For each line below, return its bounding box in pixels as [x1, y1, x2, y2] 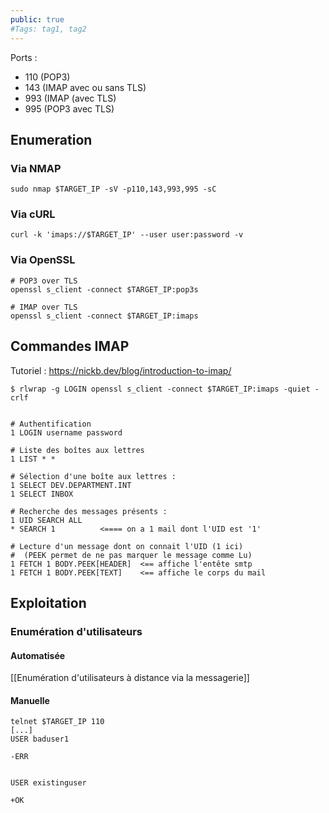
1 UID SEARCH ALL [10, 515, 83, 525]
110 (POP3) [24, 71, 71, 83]
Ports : [10, 51, 38, 63]
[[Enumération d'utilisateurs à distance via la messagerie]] [10, 672, 250, 684]
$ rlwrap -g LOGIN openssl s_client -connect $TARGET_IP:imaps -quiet [10, 384, 311, 394]
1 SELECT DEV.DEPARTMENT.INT [10, 480, 132, 490]
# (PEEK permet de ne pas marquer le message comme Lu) [10, 550, 253, 560]
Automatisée [10, 649, 66, 661]
